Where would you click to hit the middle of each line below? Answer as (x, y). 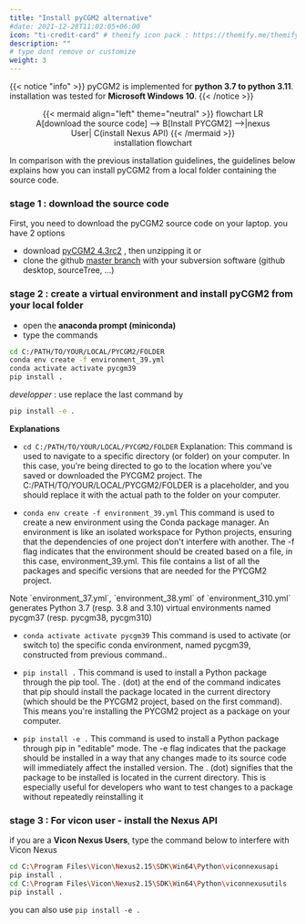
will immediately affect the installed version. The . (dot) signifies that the (158, 767)
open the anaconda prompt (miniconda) (99, 325)
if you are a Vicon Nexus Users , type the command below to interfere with (149, 840)
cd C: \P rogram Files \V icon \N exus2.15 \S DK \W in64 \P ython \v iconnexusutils (148, 884)
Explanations (35, 428)
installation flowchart (153, 143)
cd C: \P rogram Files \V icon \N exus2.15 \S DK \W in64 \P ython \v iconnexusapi (144, 867)
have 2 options (37, 233)
